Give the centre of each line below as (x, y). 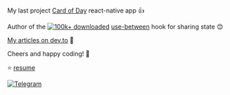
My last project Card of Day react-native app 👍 (76, 10)
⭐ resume (21, 68)
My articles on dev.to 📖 (41, 40)
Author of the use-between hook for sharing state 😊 (115, 27)
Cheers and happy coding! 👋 (49, 54)
